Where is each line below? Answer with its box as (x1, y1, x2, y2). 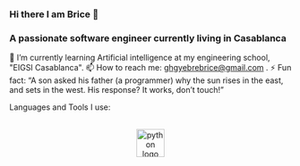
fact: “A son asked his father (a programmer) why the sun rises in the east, (9, 75, 284, 86)
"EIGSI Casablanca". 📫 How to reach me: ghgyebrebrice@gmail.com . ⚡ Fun (9, 62, 292, 73)
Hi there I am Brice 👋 (9, 8, 99, 21)
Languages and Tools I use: (9, 102, 111, 112)
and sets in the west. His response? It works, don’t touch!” (9, 85, 224, 95)
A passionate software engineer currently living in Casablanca (9, 31, 287, 44)
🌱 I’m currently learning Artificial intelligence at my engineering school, (9, 53, 270, 63)
